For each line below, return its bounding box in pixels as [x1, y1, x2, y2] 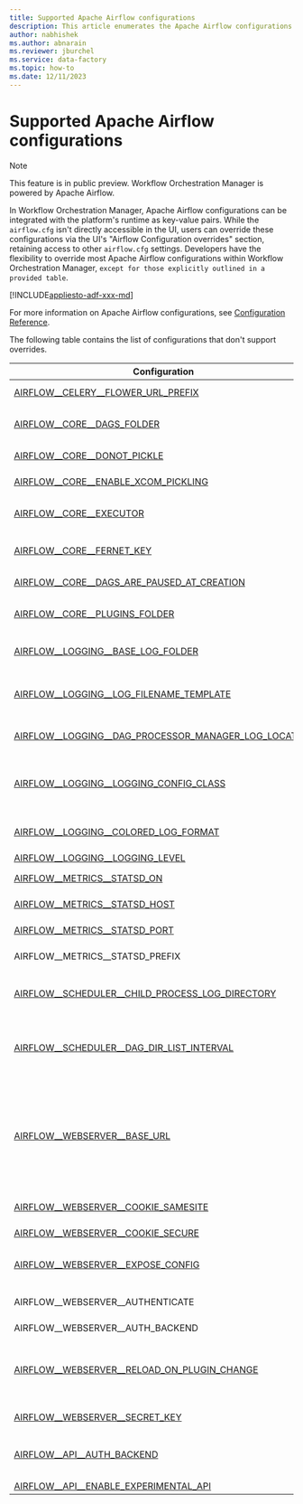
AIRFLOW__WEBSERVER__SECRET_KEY [14, 1411, 182, 1424]
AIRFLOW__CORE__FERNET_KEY [14, 544, 152, 557]
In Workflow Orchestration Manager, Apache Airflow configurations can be [9, 204, 287, 215]
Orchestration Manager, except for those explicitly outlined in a [9, 262, 266, 273]
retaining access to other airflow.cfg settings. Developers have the [9, 243, 262, 254]
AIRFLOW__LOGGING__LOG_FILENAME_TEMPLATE [14, 688, 232, 700]
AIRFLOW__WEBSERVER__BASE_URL [14, 1129, 171, 1142]
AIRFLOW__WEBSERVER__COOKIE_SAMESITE [14, 1200, 209, 1213]
